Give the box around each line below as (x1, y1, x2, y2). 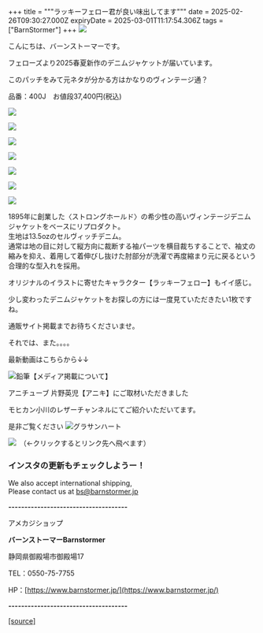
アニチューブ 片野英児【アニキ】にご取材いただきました (8, 389, 189, 397)
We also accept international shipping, (8, 478, 132, 488)
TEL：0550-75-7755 (8, 568, 75, 578)
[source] (8, 616, 36, 626)
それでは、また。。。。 (8, 338, 74, 347)
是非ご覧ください (8, 422, 64, 431)
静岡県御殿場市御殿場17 (8, 552, 84, 561)
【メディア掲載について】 (30, 371, 113, 381)
